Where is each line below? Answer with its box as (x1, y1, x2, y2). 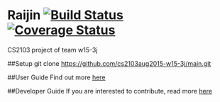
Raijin (7, 7, 41, 23)
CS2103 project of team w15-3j (7, 45, 98, 54)
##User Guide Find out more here (7, 73, 106, 81)
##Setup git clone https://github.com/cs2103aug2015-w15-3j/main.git (7, 59, 211, 67)
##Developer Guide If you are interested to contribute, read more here (7, 86, 213, 95)
